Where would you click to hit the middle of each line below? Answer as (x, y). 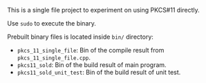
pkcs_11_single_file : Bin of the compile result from (91, 50)
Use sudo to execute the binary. (52, 23)
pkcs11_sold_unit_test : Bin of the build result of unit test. (99, 72)
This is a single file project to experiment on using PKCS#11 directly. (104, 10)
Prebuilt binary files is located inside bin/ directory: (81, 37)
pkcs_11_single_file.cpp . (54, 57)
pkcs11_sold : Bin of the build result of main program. (92, 65)
